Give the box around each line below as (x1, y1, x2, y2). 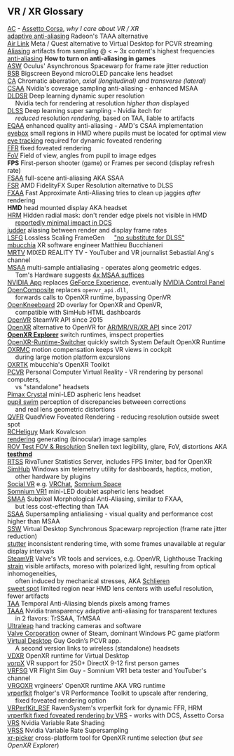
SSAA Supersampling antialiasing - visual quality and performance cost (7, 509, 214, 518)
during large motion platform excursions (15, 353, 131, 361)
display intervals (7, 547, 55, 555)
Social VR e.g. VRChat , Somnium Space (7, 479, 122, 488)
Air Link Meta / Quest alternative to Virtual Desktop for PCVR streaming (7, 39, 213, 48)
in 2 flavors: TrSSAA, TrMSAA (15, 614, 101, 623)
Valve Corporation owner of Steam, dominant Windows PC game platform (7, 629, 220, 637)
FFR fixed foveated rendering (7, 143, 92, 152)
